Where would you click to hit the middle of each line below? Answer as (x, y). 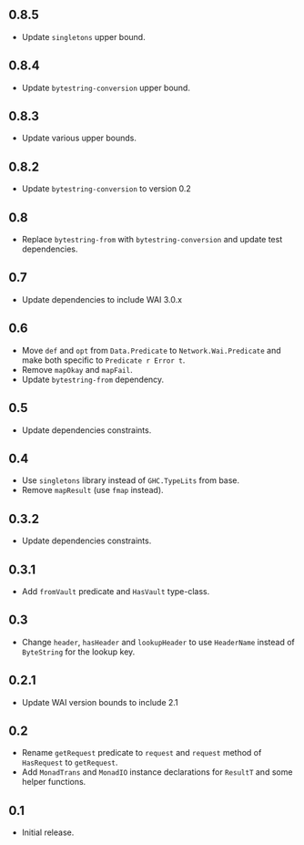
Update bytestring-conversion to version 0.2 (106, 189)
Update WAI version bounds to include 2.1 (100, 702)
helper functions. (54, 782)
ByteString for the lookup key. (78, 652)
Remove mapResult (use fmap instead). (93, 490)
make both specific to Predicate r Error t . (103, 360)
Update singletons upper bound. (84, 36)
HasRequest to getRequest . (70, 763)
